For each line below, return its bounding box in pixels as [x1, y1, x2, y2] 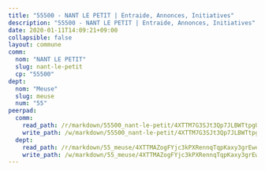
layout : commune [8, 41, 62, 49]
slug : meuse [15, 92, 55, 100]
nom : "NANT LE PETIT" [15, 56, 87, 64]
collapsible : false [8, 33, 73, 42]
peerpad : [8, 107, 37, 115]
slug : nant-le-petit [15, 63, 83, 71]
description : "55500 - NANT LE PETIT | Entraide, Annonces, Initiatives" [8, 19, 256, 27]
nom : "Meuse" [15, 84, 58, 93]
